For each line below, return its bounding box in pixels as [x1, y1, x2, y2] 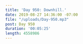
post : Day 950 [5, 21, 35, 27]
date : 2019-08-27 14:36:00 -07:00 [5, 12, 78, 17]
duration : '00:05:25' [5, 26, 51, 31]
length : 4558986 [5, 31, 39, 36]
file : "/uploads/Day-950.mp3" [5, 17, 69, 22]
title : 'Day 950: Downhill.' [5, 7, 67, 13]
